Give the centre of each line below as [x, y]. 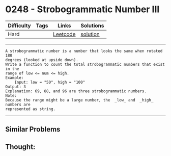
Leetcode [64, 34]
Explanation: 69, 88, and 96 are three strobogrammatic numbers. [76, 91]
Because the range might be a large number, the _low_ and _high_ [79, 100]
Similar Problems [33, 129]
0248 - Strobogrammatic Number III [82, 9]
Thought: [20, 147]
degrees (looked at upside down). [42, 60]
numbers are [18, 105]
